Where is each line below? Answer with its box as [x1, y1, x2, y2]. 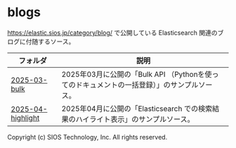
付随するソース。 [25, 37, 75, 46]
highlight [11, 113, 40, 123]
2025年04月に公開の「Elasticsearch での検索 [61, 104, 213, 113]
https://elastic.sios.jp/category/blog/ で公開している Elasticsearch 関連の [7, 28, 218, 37]
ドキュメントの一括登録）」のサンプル [75, 80, 199, 90]
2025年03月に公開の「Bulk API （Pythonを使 [61, 69, 212, 79]
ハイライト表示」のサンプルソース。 [75, 114, 195, 124]
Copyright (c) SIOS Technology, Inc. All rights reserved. [7, 132, 168, 141]
